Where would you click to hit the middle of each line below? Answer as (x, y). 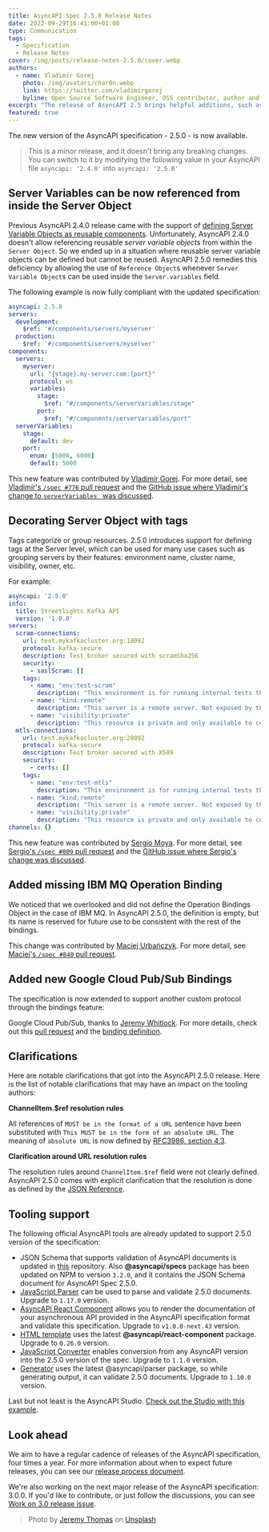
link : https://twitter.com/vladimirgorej (92, 90)
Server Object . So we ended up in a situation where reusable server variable (134, 250)
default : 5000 (53, 463)
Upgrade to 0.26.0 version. (64, 1343)
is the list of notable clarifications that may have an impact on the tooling (128, 1084)
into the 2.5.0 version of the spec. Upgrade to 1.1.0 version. (119, 1360)
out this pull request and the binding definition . (85, 1031)
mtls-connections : (46, 730)
